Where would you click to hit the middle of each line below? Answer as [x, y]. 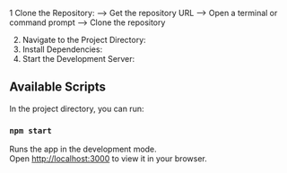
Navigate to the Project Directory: [84, 40]
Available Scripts [57, 87]
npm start [30, 130]
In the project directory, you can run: [77, 108]
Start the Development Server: [78, 59]
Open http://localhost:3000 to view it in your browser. [109, 159]
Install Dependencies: [62, 49]
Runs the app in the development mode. [83, 149]
